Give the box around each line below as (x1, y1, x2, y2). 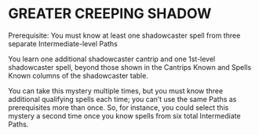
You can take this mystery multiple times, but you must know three (8, 86, 224, 95)
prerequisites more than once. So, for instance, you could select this (8, 103, 229, 112)
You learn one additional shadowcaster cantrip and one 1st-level (8, 54, 216, 64)
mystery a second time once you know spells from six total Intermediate (8, 111, 241, 120)
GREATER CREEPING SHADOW (8, 5, 212, 23)
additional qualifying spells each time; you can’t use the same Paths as (8, 94, 237, 104)
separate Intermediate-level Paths (8, 38, 118, 48)
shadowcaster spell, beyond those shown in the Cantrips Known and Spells (8, 62, 252, 71)
